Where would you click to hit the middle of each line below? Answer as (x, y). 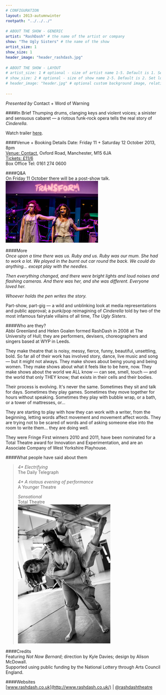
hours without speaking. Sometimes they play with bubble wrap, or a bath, (81, 397)
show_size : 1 (19, 52)
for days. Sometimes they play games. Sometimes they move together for (80, 392)
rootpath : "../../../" (29, 21)
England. (15, 672)
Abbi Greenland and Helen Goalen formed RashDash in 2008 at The (74, 330)
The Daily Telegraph (38, 472)
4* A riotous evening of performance (55, 482)
